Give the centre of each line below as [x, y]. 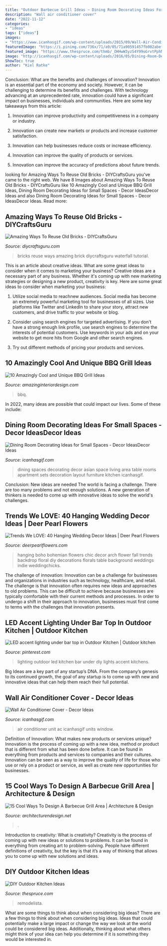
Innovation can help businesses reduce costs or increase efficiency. [82, 146]
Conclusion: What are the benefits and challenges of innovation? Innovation [83, 80]
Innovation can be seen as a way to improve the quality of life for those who [83, 760]
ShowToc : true [20, 61]
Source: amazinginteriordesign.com [42, 385]
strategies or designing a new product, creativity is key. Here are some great [83, 281]
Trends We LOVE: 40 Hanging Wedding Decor [78, 516]
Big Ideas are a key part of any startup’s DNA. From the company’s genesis [82, 671]
